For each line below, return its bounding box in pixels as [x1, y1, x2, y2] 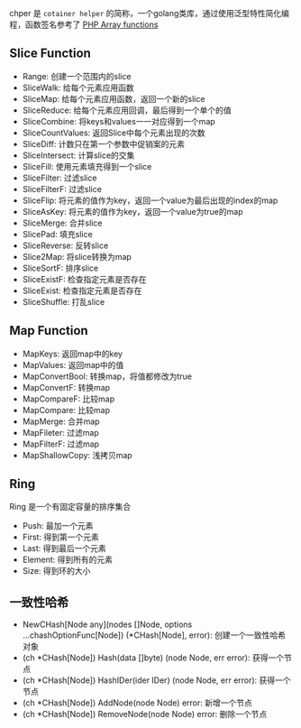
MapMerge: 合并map [22, 416, 101, 427]
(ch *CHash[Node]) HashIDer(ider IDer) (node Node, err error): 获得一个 [22, 675, 291, 686]
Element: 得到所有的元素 [22, 554, 114, 566]
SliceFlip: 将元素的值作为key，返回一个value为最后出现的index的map [22, 195, 278, 206]
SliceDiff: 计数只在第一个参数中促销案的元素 [22, 138, 186, 149]
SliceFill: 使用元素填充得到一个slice [22, 161, 152, 171]
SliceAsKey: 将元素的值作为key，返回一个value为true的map [22, 206, 243, 217]
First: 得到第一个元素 [22, 531, 99, 543]
